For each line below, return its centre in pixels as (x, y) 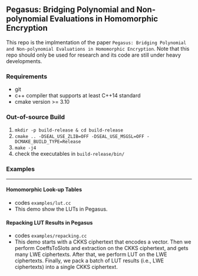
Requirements (27, 76)
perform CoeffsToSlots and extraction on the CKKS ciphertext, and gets (101, 248)
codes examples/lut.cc (43, 202)
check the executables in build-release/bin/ (70, 154)
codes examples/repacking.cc (51, 236)
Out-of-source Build (36, 117)
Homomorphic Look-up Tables (44, 190)
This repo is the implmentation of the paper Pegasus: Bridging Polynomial (96, 42)
